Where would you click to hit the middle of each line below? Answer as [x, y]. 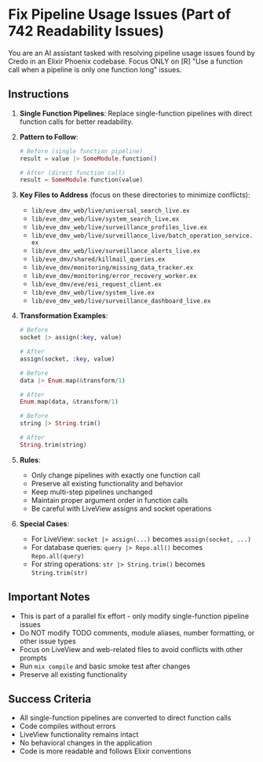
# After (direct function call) [72, 173]
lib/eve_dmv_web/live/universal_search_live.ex [110, 211]
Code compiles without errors [68, 726]
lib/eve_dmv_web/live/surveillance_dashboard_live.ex [121, 301]
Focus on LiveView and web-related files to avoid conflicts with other [131, 649]
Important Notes [49, 597]
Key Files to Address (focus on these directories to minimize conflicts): [135, 195]
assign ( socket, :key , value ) [67, 359]
